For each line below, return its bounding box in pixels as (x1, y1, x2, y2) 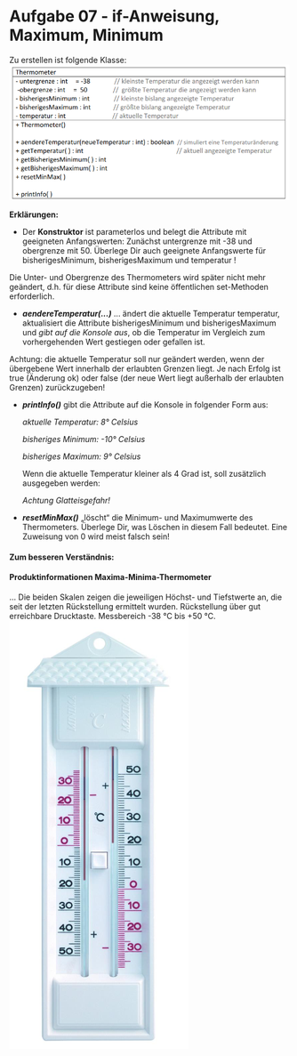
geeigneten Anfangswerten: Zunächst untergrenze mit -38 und (21, 236, 253, 246)
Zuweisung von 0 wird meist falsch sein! (21, 531, 171, 542)
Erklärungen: (9, 209, 60, 220)
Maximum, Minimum (9, 25, 165, 45)
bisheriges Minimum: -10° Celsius (21, 433, 146, 444)
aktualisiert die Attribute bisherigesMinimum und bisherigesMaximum (21, 318, 277, 328)
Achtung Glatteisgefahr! (21, 495, 111, 505)
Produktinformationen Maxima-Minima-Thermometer (9, 572, 212, 583)
